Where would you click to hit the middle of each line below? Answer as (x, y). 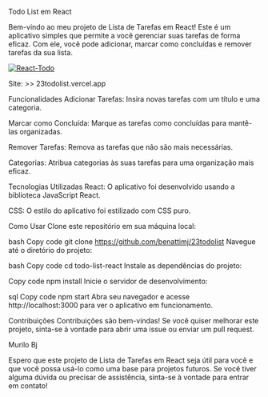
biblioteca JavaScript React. (55, 195)
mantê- (240, 123)
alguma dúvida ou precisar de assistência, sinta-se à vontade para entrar (129, 377)
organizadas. (41, 132)
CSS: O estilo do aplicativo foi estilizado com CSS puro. (100, 211)
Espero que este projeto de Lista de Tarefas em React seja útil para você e (131, 360)
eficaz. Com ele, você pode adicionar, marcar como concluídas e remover (130, 44)
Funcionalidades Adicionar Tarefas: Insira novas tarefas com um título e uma (134, 99)
